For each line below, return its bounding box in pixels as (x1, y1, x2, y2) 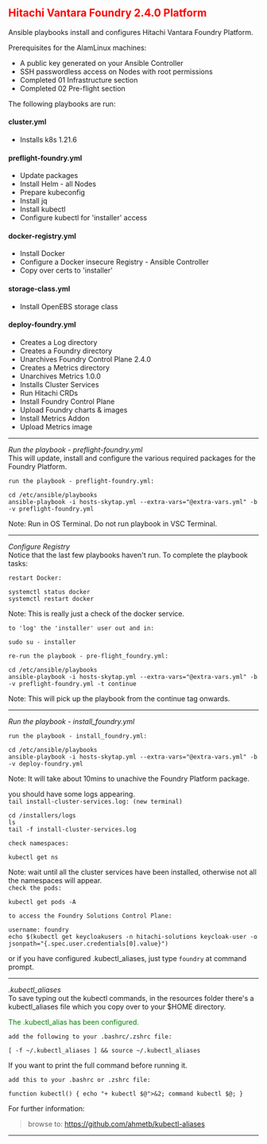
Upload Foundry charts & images (19, 405, 128, 414)
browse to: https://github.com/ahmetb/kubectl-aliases (27, 1119, 205, 1128)
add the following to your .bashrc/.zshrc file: (8, 1033, 172, 1041)
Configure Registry (8, 541, 70, 551)
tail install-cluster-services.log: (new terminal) (8, 797, 183, 805)
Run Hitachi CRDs (19, 388, 78, 397)
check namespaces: (8, 839, 69, 847)
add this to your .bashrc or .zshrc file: (8, 1076, 151, 1084)
